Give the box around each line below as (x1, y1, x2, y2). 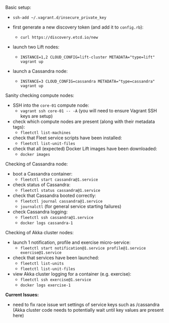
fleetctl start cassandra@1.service (20, 177, 98, 182)
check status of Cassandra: (12, 182, 71, 188)
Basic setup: (5, 5, 32, 10)
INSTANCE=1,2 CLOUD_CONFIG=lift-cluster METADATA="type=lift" (20, 55, 155, 60)
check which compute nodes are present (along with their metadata (12, 118, 155, 125)
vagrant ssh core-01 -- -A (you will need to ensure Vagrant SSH (20, 108, 157, 114)
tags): (12, 124, 25, 130)
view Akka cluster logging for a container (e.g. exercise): (12, 271, 131, 277)
